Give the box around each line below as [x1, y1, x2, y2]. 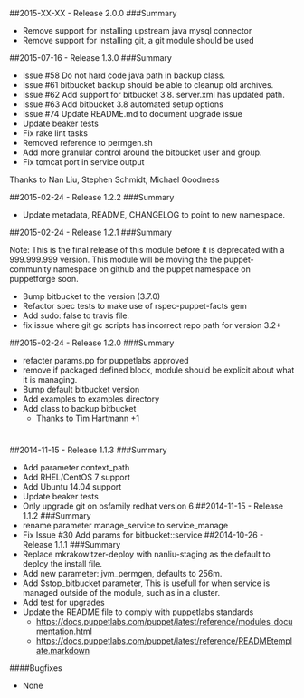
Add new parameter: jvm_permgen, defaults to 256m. [22, 568, 223, 579]
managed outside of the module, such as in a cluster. [22, 587, 220, 598]
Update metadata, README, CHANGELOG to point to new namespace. [22, 209, 286, 220]
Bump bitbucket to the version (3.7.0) [22, 291, 161, 302]
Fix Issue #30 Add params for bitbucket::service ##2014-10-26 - [22, 529, 264, 540]
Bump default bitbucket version [22, 384, 140, 394]
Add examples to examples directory [22, 393, 160, 404]
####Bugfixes [9, 663, 62, 674]
